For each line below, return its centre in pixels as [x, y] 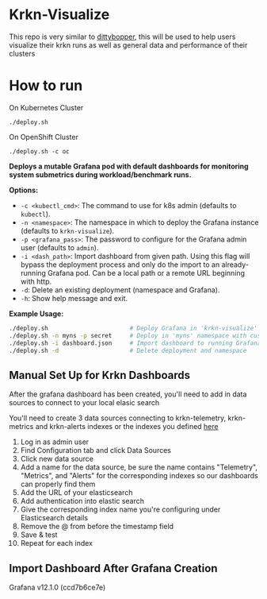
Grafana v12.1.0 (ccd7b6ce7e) [57, 587]
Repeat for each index [57, 543]
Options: [24, 190]
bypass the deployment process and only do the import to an [120, 265]
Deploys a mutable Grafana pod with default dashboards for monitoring [129, 166]
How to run [46, 86]
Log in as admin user [55, 442]
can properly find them [58, 484]
